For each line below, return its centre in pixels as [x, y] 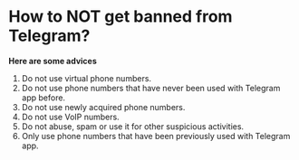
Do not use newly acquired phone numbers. [103, 107]
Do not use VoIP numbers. [70, 117]
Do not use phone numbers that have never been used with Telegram [151, 88]
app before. [43, 98]
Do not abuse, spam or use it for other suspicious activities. [133, 126]
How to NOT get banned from [121, 17]
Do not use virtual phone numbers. [86, 78]
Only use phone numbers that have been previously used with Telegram [156, 136]
